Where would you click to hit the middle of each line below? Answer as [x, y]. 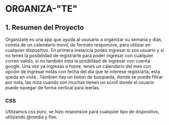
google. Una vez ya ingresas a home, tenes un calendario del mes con [78, 66]
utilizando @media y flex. [32, 117]
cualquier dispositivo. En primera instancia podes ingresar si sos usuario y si [84, 50]
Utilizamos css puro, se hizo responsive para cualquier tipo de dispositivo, [82, 112]
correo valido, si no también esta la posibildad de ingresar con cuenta [78, 61]
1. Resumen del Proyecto [45, 27]
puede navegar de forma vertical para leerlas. [53, 88]
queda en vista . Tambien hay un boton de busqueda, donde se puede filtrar [84, 77]
